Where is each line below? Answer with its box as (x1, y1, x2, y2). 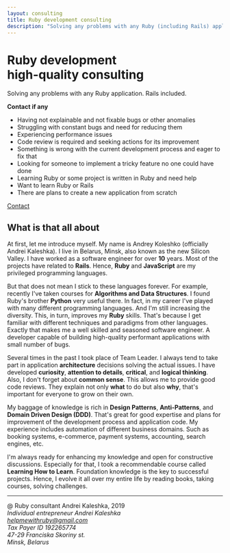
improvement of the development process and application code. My (7, 418, 199, 426)
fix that (16, 152, 38, 161)
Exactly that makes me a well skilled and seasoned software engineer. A (7, 326, 210, 334)
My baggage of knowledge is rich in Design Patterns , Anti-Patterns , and (7, 403, 214, 411)
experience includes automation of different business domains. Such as (7, 425, 209, 433)
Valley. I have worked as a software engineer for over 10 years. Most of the (7, 255, 218, 263)
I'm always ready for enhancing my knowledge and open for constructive (7, 453, 214, 461)
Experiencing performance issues (16, 131, 113, 139)
